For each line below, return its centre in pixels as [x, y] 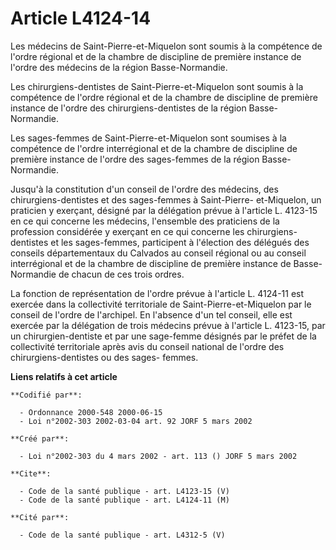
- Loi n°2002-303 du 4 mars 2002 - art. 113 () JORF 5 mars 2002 [158, 456]
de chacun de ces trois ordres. [121, 274]
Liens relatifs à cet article [64, 376]
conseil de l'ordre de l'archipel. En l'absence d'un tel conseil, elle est [151, 314]
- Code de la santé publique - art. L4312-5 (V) [122, 535]
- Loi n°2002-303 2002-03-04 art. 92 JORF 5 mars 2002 [136, 421]
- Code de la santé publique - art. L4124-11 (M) [124, 500]
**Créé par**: [40, 438]
